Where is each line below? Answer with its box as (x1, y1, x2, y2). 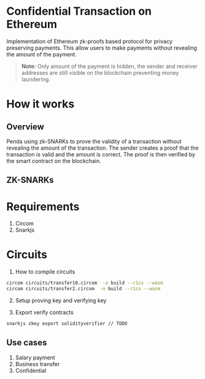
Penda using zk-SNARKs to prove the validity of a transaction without (6, 137, 182, 145)
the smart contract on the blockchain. (6, 157, 101, 164)
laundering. (21, 75, 51, 83)
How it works (6, 97, 75, 111)
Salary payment (15, 354, 55, 361)
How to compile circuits (15, 268, 75, 275)
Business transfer (15, 360, 60, 367)
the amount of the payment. (6, 50, 77, 58)
